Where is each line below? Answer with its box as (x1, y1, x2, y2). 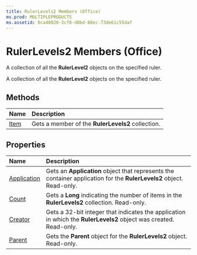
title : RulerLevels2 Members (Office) (6, 8, 101, 15)
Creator (9, 215, 30, 223)
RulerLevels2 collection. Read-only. (46, 198, 147, 206)
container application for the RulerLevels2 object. (46, 174, 184, 182)
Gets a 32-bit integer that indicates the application (46, 208, 186, 216)
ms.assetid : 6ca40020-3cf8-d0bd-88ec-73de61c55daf (6, 19, 133, 25)
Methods (6, 92, 40, 103)
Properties (6, 140, 46, 149)
